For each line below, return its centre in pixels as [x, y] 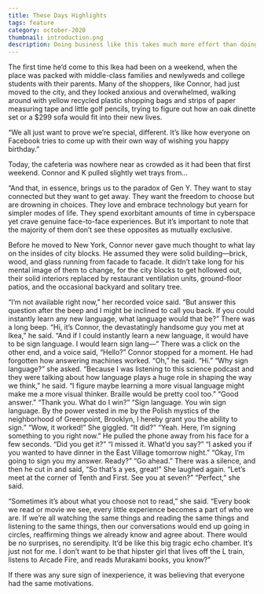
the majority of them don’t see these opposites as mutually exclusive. [120, 230]
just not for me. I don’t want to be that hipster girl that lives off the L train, [126, 552]
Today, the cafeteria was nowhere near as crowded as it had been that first [130, 164]
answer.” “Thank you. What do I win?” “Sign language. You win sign [117, 403]
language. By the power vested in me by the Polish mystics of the [114, 411]
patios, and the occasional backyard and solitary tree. [95, 287]
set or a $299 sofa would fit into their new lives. [85, 117]
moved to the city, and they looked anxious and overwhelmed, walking [122, 92]
